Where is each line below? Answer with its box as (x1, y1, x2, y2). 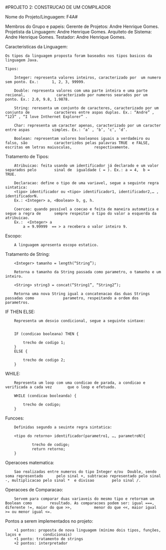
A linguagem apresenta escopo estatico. (14, 242, 99, 247)
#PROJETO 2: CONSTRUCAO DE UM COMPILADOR (5, 4, 111, 10)
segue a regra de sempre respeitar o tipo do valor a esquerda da (5, 211, 157, 216)
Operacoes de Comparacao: (5, 487, 64, 492)
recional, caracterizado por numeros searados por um (5, 93, 148, 98)
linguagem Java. (5, 58, 39, 63)
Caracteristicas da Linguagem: (5, 44, 68, 49)
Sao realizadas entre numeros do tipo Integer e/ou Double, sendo (14, 469, 157, 474)
